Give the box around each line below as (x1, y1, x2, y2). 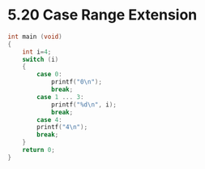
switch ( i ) (22, 55, 59, 63)
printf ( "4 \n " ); (36, 123, 88, 132)
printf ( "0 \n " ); (50, 78, 103, 86)
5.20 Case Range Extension (7, 6, 198, 24)
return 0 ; (22, 146, 56, 154)
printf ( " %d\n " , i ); (50, 100, 117, 109)
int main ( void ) (7, 32, 62, 41)
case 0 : (36, 71, 62, 79)
